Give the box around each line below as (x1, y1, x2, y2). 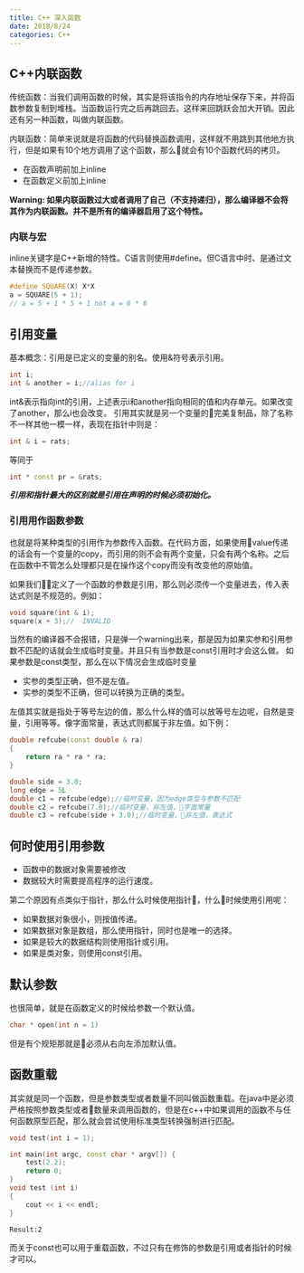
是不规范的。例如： (33, 590, 105, 601)
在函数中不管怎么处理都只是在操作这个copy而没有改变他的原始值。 (9, 559, 258, 570)
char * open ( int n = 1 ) (9, 1020, 100, 1030)
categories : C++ (9, 30, 71, 39)
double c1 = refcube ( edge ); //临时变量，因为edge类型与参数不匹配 (9, 793, 241, 803)
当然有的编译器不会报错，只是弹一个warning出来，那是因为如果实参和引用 (9, 634, 286, 645)
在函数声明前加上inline (22, 164, 107, 175)
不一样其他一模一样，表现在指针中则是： (9, 418, 160, 430)
